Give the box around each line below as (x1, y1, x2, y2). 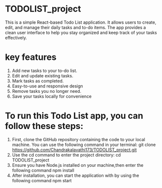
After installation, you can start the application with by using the (12, 173, 139, 178)
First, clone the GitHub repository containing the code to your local (12, 136, 145, 142)
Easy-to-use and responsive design (12, 83, 83, 89)
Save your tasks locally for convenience (12, 93, 92, 99)
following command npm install (12, 167, 74, 173)
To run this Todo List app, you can (5, 110, 144, 121)
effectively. (5, 35, 28, 41)
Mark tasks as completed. (12, 78, 64, 84)
